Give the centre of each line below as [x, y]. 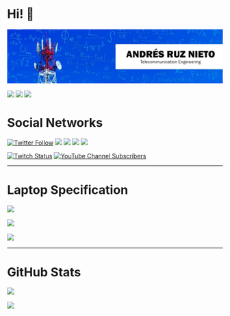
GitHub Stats [44, 272]
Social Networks [55, 123]
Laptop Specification [68, 190]
